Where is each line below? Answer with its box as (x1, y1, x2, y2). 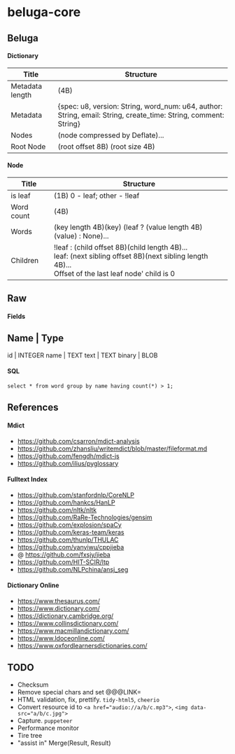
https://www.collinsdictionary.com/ (17, 619, 119, 627)
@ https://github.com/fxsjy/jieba (17, 550, 111, 558)
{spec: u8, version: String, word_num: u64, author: (57, 101, 223, 111)
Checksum (17, 680, 49, 689)
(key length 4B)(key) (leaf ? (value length (53, 222, 189, 232)
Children (10, 255, 39, 265)
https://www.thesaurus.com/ (17, 596, 100, 605)
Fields (7, 312, 26, 320)
